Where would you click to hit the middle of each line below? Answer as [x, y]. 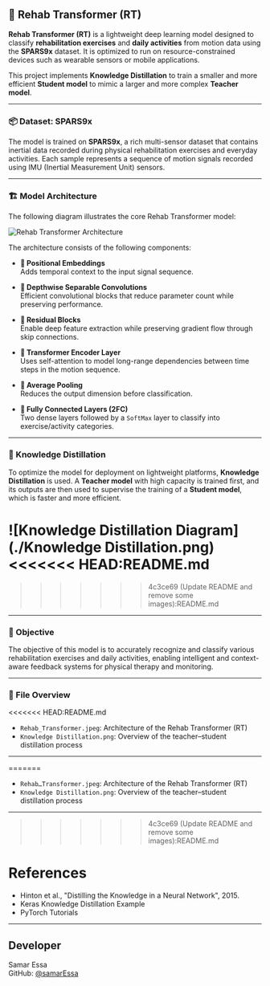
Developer [35, 945]
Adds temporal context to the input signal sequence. [107, 272]
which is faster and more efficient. [65, 498]
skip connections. [49, 337]
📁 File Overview [39, 695]
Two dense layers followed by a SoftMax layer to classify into [120, 418]
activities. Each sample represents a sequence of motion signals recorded [131, 159]
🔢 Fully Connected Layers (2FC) [74, 409]
